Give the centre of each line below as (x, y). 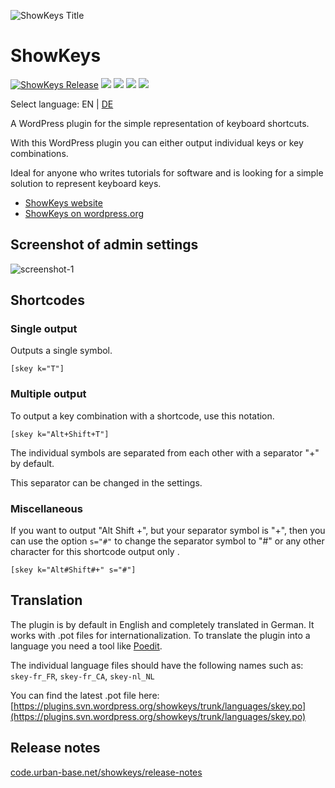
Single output (44, 329)
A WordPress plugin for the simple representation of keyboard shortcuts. (160, 123)
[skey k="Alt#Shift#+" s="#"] (73, 570)
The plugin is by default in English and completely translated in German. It (162, 624)
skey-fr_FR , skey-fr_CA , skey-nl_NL (82, 676)
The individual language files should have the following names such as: (157, 665)
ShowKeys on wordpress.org (84, 213)
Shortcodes (47, 300)
